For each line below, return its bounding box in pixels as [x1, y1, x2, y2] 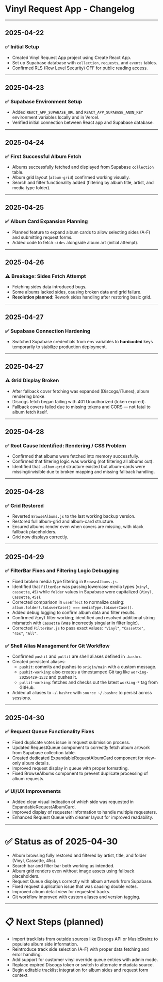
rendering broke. [12, 393, 46, 399]
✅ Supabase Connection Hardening [5, 328, 91, 334]
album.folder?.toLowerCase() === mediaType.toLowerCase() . [12, 604, 133, 610]
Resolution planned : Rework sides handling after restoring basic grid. [12, 294, 152, 300]
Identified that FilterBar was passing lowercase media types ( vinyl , [12, 584, 149, 589]
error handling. [12, 951, 42, 957]
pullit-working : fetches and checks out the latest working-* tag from [19, 679, 158, 686]
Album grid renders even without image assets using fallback [12, 868, 134, 874]
